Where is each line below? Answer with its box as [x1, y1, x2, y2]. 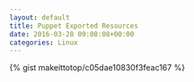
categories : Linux [9, 37, 78, 47]
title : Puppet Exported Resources [9, 21, 139, 30]
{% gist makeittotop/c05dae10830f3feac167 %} [9, 62, 186, 73]
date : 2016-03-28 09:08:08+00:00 [9, 29, 135, 38]
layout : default [9, 12, 70, 22]
